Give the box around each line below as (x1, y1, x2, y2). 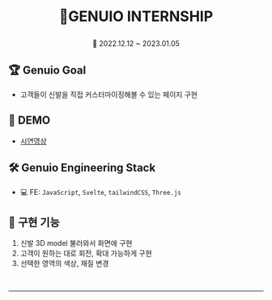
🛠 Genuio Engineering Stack (8, 161, 156, 175)
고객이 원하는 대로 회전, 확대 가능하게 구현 (19, 248, 152, 258)
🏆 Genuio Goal (8, 63, 87, 77)
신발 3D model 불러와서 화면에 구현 (19, 239, 133, 248)
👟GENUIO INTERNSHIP (58, 7, 214, 26)
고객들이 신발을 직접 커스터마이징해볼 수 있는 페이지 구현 (19, 90, 198, 99)
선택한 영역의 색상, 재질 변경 (19, 259, 109, 268)
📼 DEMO (8, 113, 51, 128)
